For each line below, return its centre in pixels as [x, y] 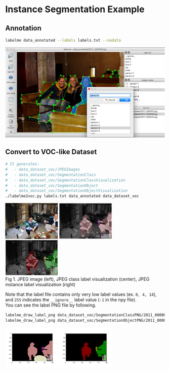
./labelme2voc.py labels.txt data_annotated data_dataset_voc [72, 196]
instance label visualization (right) [40, 285]
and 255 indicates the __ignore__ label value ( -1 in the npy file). [71, 300]
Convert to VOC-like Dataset [51, 151]
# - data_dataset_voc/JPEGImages [43, 169]
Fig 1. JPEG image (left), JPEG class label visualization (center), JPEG [77, 279]
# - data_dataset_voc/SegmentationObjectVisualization [67, 191]
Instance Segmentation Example [75, 9]
